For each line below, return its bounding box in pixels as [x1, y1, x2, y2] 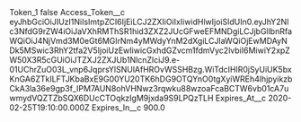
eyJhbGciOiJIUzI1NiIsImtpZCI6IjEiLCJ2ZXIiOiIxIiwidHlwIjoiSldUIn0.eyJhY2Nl [9, 16, 289, 27]
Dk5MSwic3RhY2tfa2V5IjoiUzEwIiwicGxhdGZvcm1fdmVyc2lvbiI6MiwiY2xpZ [9, 45, 290, 56]
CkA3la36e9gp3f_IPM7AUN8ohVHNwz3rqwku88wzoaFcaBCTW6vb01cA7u [9, 83, 289, 93]
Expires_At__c [215, 92, 267, 103]
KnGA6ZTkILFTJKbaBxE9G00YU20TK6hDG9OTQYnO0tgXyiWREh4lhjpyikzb [9, 74, 293, 84]
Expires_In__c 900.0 [91, 102, 166, 113]
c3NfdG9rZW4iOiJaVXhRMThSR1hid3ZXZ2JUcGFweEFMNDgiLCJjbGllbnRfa [9, 26, 293, 37]
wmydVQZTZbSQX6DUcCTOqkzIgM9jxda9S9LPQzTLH [9, 92, 214, 103]
